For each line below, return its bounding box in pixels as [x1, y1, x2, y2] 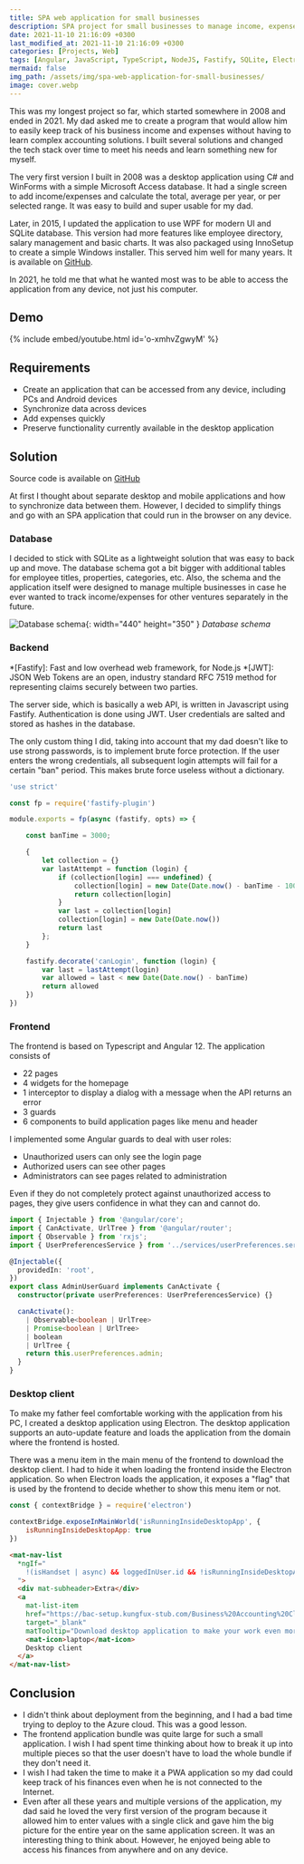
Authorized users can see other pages [22, 1161, 166, 1172]
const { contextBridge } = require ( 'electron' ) [9, 1501, 193, 1510]
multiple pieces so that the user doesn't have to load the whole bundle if [22, 1747, 292, 1759]
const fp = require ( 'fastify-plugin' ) [9, 799, 156, 808]
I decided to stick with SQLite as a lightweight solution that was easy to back [9, 553, 295, 564]
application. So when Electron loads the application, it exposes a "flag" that [9, 1474, 290, 1485]
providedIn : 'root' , [17, 1266, 95, 1275]
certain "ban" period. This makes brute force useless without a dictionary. [9, 764, 285, 775]
